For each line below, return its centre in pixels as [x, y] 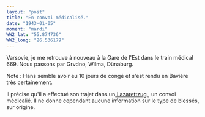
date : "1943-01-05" [31, 23]
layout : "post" [26, 12]
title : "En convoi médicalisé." [47, 18]
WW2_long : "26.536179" [35, 40]
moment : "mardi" [27, 29]
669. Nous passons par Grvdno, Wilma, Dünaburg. [70, 64]
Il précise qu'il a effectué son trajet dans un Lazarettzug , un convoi [91, 94]
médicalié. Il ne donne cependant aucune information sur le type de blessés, [103, 101]
